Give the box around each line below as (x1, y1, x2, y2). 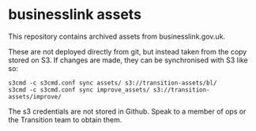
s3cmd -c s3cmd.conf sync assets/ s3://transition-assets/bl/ (8, 79, 217, 87)
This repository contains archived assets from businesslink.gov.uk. (8, 32, 226, 41)
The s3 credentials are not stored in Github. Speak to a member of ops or (8, 107, 247, 116)
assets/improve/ (8, 92, 62, 100)
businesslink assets (8, 6, 142, 24)
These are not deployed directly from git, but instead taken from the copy (8, 47, 247, 56)
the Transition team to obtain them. (8, 114, 122, 124)
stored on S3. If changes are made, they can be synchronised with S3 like (8, 55, 248, 65)
